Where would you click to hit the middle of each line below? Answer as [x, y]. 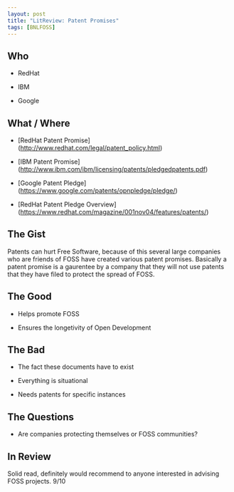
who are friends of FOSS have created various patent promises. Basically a [117, 259]
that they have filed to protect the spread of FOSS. [81, 274]
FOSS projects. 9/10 [37, 481]
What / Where [39, 123]
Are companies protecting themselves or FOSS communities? [107, 434]
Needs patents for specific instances [71, 394]
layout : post [27, 14]
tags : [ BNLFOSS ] [31, 27]
